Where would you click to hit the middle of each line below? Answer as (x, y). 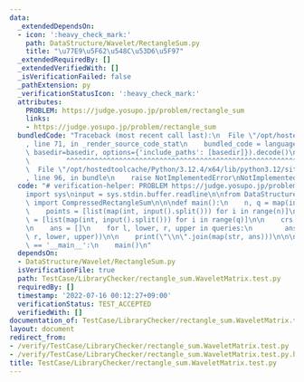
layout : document (42, 329)
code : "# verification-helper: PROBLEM (93, 186)
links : (38, 119)
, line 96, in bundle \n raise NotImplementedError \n (133, 177)
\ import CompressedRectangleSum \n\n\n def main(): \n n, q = (147, 203)
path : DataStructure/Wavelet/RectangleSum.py (113, 43)
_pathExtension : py (54, 85)
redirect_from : (38, 338)
